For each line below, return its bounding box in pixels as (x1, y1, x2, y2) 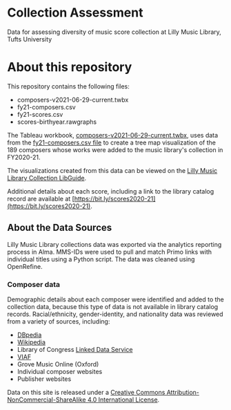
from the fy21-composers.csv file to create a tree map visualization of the (7, 138, 216, 147)
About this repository (7, 59, 132, 75)
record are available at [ (7, 194, 74, 203)
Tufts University (7, 35, 52, 43)
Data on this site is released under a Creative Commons (7, 388, 165, 396)
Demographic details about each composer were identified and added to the (7, 295, 224, 304)
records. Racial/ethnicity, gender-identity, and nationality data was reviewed (7, 310, 223, 318)
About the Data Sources (7, 222, 112, 234)
